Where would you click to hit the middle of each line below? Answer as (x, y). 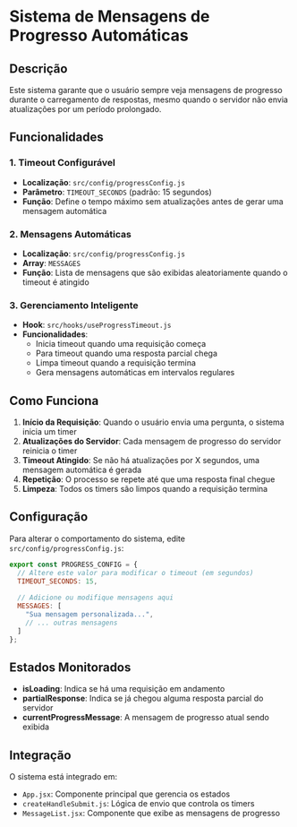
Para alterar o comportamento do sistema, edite (98, 538)
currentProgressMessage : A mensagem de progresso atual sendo (146, 718)
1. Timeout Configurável (63, 163)
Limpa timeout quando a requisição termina (116, 363)
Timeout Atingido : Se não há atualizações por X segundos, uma (141, 461)
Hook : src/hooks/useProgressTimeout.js (97, 325)
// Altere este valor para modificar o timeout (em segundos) (136, 573)
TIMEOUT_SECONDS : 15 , (58, 581)
